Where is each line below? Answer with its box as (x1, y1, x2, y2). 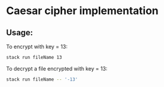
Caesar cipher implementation (6, 4, 159, 18)
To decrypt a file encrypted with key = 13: (6, 65, 108, 72)
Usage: (6, 28, 34, 38)
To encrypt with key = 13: (6, 43, 68, 50)
